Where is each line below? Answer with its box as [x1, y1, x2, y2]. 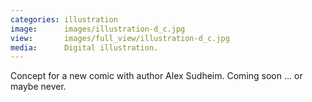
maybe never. [10, 81, 67, 93]
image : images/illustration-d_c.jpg [10, 24, 186, 34]
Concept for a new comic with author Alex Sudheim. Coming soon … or [10, 70, 303, 82]
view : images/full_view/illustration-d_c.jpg [10, 33, 230, 43]
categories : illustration [10, 14, 118, 25]
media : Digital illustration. [10, 42, 159, 53]
